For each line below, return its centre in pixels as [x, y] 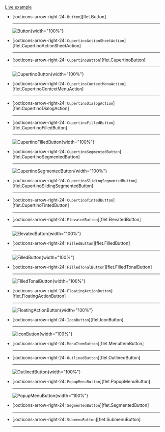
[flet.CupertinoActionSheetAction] [46, 46]
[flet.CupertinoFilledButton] [40, 128]
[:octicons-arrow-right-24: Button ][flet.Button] [59, 17]
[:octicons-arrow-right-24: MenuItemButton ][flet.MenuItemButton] [78, 343]
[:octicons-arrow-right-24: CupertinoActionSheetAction [68, 40]
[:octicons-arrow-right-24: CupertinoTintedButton [63, 200]
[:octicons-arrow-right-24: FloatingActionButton [62, 291]
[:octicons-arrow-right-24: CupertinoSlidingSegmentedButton [74, 180]
